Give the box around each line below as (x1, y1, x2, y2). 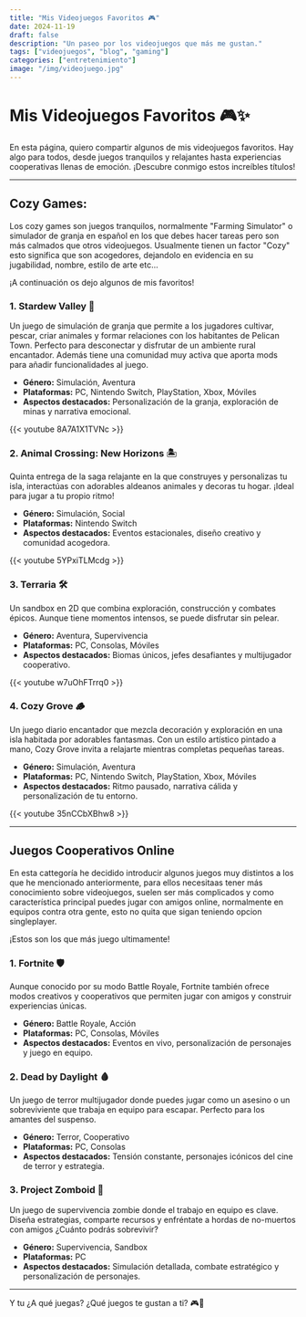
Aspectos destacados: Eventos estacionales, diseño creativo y (22, 528, 261, 538)
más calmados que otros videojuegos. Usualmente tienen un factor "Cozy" (9, 239, 291, 251)
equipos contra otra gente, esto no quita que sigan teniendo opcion (9, 905, 262, 917)
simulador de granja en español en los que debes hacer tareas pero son (9, 230, 280, 241)
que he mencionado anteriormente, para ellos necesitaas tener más (9, 877, 263, 888)
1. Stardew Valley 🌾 (9, 299, 96, 312)
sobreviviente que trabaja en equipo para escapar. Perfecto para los (9, 1104, 266, 1115)
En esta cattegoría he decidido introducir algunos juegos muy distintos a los (9, 867, 294, 878)
